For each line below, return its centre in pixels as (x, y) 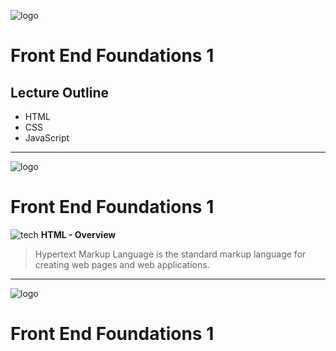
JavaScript (47, 138)
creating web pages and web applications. (122, 264)
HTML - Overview (78, 234)
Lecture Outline (59, 92)
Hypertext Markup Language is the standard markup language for (170, 254)
